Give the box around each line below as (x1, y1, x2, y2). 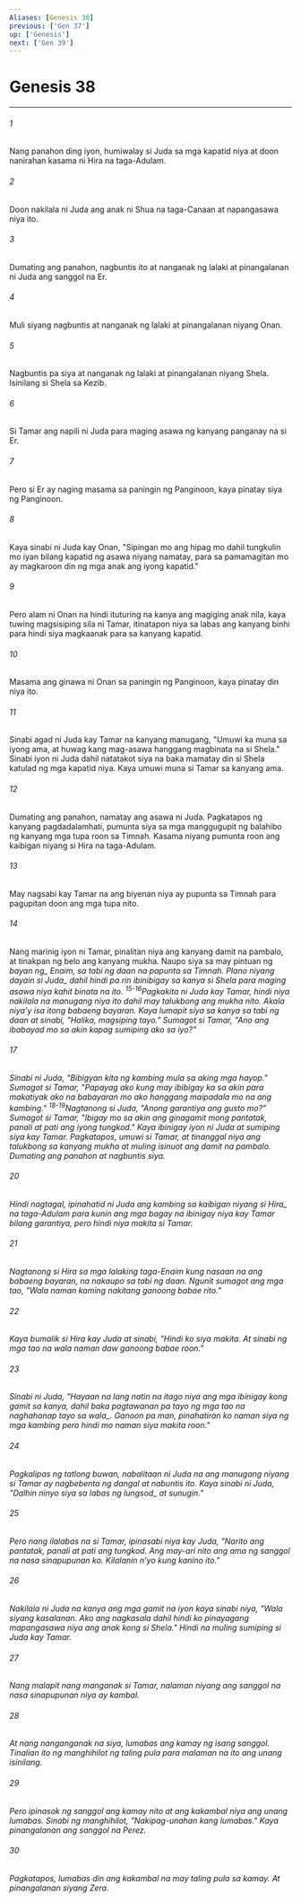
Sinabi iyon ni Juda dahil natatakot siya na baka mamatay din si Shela (9, 753, 265, 764)
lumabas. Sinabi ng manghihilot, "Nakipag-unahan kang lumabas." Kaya (9, 1815, 279, 1826)
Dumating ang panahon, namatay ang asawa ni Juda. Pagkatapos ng (9, 811, 262, 822)
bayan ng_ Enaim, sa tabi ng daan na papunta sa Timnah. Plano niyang (9, 966, 275, 977)
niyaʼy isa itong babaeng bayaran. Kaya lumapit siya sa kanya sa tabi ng (9, 1004, 279, 1015)
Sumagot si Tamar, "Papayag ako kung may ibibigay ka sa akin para (9, 1082, 264, 1092)
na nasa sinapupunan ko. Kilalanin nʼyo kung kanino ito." (9, 1555, 220, 1565)
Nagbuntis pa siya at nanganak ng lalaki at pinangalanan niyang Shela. (9, 368, 270, 379)
